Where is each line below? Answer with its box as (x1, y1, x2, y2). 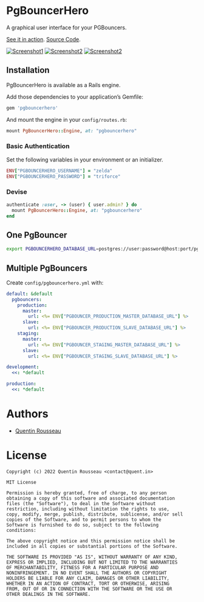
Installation (6, 65, 50, 76)
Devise (6, 188, 27, 196)
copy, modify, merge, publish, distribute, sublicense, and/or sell (6, 511, 183, 517)
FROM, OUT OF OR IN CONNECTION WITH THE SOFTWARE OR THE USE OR (6, 586, 172, 592)
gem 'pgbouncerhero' (6, 105, 59, 111)
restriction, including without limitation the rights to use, (6, 506, 170, 512)
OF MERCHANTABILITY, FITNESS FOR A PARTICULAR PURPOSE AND (6, 564, 159, 570)
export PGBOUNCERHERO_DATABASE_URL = (6, 246, 99, 252)
